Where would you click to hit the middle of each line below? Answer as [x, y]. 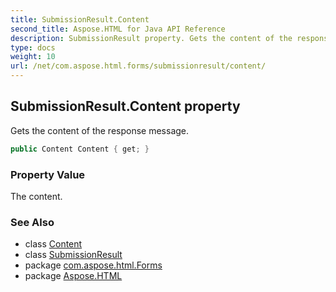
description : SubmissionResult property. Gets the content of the [151, 38]
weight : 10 [33, 57]
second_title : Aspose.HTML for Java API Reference [118, 29]
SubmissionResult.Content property [125, 106]
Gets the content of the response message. [100, 130]
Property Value [48, 174]
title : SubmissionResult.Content [80, 19]
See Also [32, 222]
